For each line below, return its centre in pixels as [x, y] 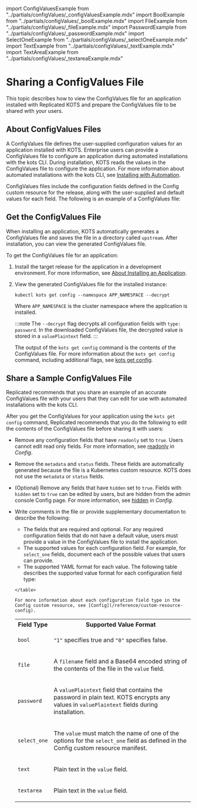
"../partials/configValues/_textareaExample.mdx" [64, 58]
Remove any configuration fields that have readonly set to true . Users [99, 440]
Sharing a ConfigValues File [75, 82]
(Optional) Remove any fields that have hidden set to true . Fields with [98, 488]
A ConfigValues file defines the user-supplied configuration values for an [94, 143]
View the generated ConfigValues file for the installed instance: [91, 284]
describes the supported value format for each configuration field [103, 573]
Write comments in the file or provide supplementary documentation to [100, 512]
